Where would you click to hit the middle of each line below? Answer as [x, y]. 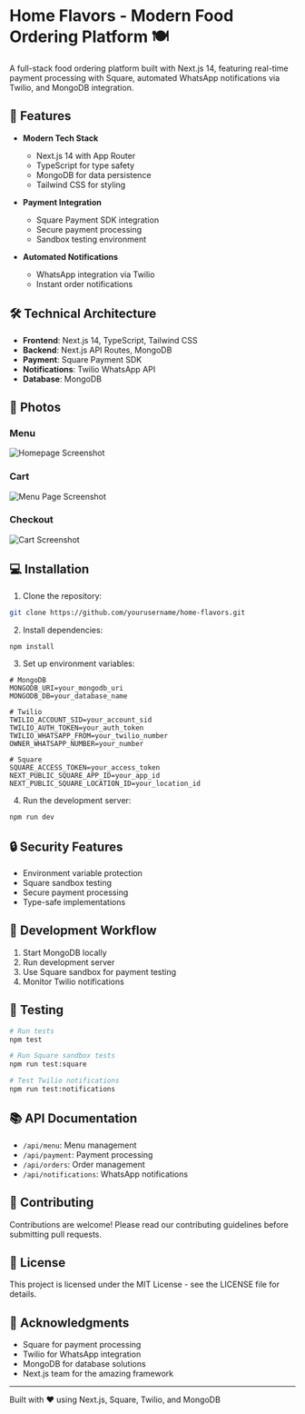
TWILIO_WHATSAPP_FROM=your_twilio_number [89, 736]
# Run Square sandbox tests [63, 1056]
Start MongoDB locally [64, 952]
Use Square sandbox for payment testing [99, 971]
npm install [32, 646]
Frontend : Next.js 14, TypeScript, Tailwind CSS [110, 340]
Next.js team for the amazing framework [98, 1374]
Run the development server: [77, 801]
